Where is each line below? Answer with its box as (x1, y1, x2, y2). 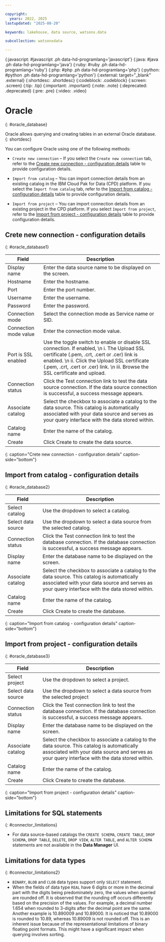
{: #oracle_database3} (5, 653, 50, 659)
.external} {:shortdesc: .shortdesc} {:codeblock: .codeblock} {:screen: (5, 78, 147, 83)
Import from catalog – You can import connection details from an (12, 176, 145, 182)
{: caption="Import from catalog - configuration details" (5, 620, 118, 626)
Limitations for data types (5, 856, 86, 864)
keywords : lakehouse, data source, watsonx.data (5, 30, 107, 35)
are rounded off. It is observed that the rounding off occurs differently (12, 895, 154, 901)
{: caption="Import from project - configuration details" (5, 789, 117, 795)
